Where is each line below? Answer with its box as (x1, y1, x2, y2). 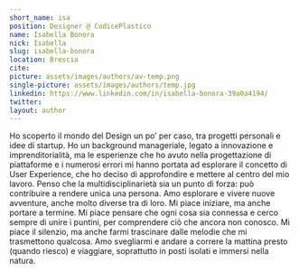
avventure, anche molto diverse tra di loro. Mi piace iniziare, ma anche (9, 198, 271, 209)
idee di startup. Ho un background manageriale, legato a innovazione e (9, 140, 274, 151)
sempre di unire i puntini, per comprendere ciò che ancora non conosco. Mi (9, 217, 291, 228)
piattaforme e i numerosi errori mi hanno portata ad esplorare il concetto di (9, 159, 287, 170)
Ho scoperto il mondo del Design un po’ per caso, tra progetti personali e (9, 130, 282, 141)
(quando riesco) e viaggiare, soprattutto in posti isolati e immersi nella (9, 246, 269, 257)
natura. (9, 255, 36, 267)
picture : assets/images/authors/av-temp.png (9, 72, 180, 81)
